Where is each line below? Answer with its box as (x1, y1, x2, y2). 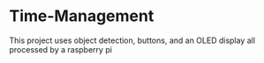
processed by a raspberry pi (9, 44, 113, 54)
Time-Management (9, 6, 155, 26)
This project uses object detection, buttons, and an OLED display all (9, 35, 256, 45)
